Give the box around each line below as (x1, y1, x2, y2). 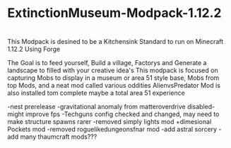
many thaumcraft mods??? (20, 132, 97, 141)
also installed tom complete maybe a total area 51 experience (7, 89, 185, 97)
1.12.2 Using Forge (7, 45, 61, 54)
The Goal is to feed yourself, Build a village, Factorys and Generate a (7, 59, 207, 67)
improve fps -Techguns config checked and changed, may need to (25, 110, 220, 118)
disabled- (186, 103, 215, 111)
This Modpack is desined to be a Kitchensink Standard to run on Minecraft (7, 38, 224, 46)
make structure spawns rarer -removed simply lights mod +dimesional (7, 118, 212, 126)
